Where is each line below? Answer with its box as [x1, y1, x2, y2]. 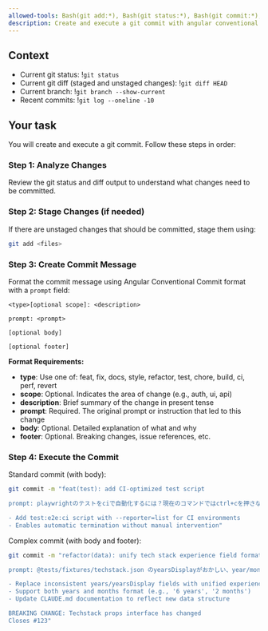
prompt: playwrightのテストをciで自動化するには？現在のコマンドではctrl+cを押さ [8, 500, 256, 508]
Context [8, 49, 49, 62]
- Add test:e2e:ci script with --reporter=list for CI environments [8, 514, 241, 522]
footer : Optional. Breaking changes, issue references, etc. [19, 431, 211, 441]
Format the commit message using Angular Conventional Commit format [8, 276, 246, 286]
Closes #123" [8, 617, 52, 625]
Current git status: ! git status [19, 69, 120, 80]
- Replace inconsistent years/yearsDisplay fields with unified [8, 580, 227, 588]
